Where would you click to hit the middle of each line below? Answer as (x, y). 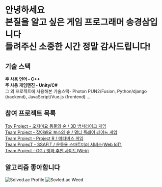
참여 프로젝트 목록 (30, 113)
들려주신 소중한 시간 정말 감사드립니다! (78, 47)
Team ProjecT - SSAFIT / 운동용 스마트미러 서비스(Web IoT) (63, 144)
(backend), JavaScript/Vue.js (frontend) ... (48, 97)
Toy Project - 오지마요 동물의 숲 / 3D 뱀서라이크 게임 (56, 126)
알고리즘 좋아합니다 (33, 168)
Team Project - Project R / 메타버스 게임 (44, 138)
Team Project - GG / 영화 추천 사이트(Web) (47, 150)
